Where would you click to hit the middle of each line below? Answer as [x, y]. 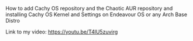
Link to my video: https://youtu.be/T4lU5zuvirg [62, 32]
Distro [13, 20]
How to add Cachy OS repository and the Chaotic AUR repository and [89, 8]
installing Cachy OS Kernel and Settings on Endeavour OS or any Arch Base [96, 14]
